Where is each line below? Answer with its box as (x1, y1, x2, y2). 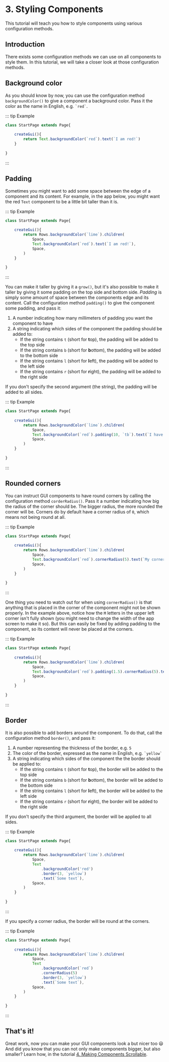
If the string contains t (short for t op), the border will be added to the (20, 766, 163, 772)
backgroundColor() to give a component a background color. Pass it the (5, 97, 153, 104)
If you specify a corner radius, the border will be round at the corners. (5, 918, 150, 924)
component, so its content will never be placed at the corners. (5, 626, 134, 632)
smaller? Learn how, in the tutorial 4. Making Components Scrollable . (5, 1051, 148, 1057)
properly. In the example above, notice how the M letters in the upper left (5, 610, 154, 616)
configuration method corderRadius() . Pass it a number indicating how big (5, 498, 159, 504)
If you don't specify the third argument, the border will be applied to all (5, 813, 152, 819)
